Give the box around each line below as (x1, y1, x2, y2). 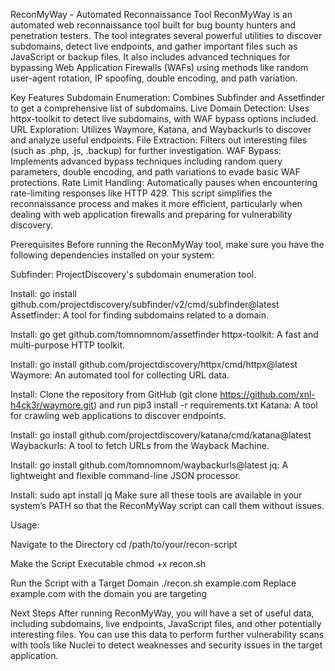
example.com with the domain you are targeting (10, 588, 207, 599)
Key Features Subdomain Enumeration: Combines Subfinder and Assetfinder (10, 92, 326, 103)
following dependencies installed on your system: (10, 249, 215, 261)
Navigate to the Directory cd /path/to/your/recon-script (10, 539, 238, 550)
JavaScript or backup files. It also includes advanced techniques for (10, 51, 291, 63)
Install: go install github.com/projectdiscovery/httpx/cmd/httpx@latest (10, 359, 298, 370)
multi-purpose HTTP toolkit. (10, 339, 126, 351)
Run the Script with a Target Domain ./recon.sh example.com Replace (10, 577, 297, 589)
